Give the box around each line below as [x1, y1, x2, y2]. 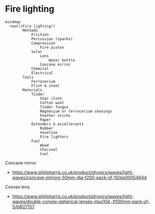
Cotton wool [39, 100, 64, 105]
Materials [22, 88, 42, 92]
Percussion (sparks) [31, 36, 73, 41]
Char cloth [39, 96, 62, 101]
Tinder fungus [39, 105, 69, 109]
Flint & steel [31, 83, 60, 88]
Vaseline [39, 130, 58, 135]
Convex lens [5, 184, 30, 190]
